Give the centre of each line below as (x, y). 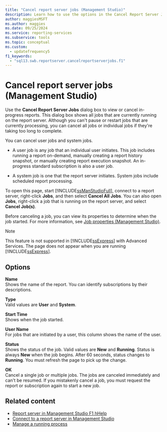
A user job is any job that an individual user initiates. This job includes (83, 150)
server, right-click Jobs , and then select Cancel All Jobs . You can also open (83, 196)
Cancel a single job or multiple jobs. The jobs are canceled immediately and (83, 375)
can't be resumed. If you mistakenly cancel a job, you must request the (78, 380)
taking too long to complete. (34, 131)
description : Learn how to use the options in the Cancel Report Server (82, 14)
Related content (30, 401)
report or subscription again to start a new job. (53, 386)
